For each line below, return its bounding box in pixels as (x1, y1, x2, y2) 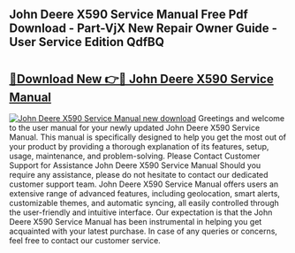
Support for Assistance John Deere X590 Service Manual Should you (9, 160, 261, 171)
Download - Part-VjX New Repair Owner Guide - (9, 21, 278, 36)
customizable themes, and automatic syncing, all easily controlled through (9, 198, 280, 208)
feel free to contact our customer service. (9, 235, 161, 246)
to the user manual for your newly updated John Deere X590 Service (9, 123, 261, 133)
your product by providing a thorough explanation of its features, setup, (9, 142, 269, 151)
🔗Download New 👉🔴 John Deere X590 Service (9, 71, 274, 87)
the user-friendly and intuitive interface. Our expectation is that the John (9, 207, 273, 218)
